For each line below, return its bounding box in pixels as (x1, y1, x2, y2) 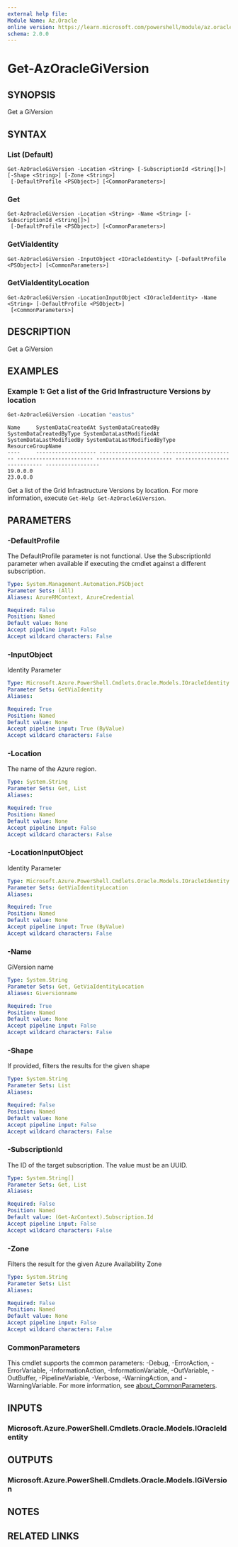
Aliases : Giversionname (7, 989, 78, 997)
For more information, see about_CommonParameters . (59, 1381, 217, 1390)
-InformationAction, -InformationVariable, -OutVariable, (49, 1366, 210, 1375)
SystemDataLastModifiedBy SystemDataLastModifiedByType (7, 437, 176, 444)
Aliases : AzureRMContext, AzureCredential (7, 594, 135, 601)
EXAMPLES (7, 365, 59, 377)
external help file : (7, 10, 69, 18)
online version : (7, 23, 55, 31)
